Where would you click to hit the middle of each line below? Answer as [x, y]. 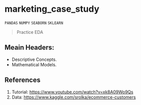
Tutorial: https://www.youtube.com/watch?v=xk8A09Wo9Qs [72, 92]
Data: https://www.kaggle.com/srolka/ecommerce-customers [74, 97]
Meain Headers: [29, 48]
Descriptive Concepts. [34, 59]
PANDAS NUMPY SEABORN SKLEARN [34, 23]
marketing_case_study [52, 9]
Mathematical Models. [34, 64]
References [23, 80]
